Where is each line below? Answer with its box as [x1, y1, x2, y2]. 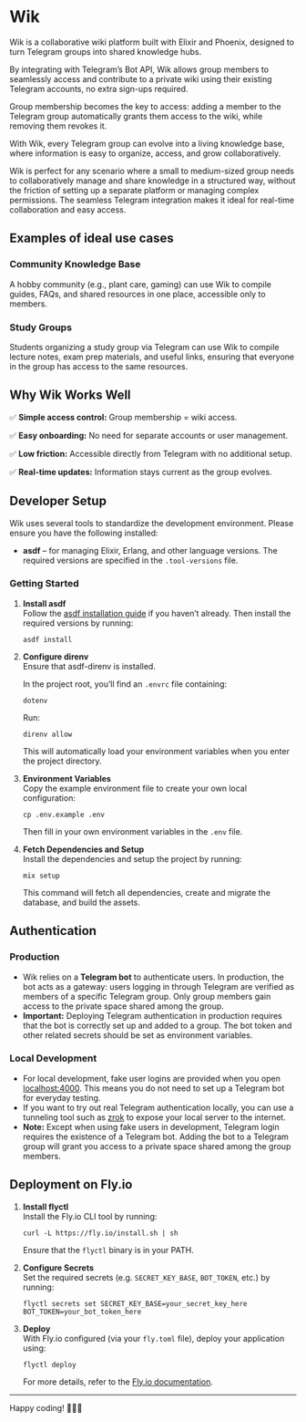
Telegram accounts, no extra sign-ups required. [9, 83, 189, 94]
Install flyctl [22, 1201, 69, 1212]
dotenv [22, 696, 48, 705]
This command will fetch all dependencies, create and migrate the [22, 887, 271, 898]
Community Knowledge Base [9, 258, 141, 271]
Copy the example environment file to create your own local [22, 783, 248, 794]
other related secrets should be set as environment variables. [22, 1029, 253, 1041]
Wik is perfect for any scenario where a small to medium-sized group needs [9, 165, 294, 176]
